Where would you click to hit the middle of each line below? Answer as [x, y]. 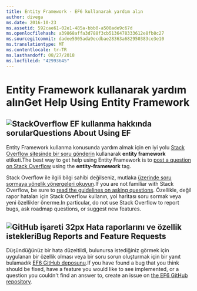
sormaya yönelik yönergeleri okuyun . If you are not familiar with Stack [90, 183]
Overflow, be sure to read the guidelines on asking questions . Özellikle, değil [99, 190]
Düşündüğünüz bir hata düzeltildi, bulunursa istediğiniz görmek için [88, 250]
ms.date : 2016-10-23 [31, 22]
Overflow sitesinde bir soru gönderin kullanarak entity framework [86, 153]
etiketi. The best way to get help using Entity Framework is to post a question [98, 160]
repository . [19, 282]
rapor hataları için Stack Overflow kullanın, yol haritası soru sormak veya [94, 196]
